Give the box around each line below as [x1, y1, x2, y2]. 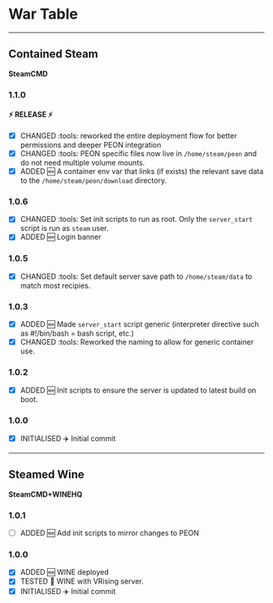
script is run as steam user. [19, 223, 109, 233]
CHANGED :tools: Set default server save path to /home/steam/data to [19, 271, 253, 281]
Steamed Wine [8, 468, 85, 482]
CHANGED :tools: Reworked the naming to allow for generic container [19, 337, 254, 347]
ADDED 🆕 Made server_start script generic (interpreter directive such [19, 319, 259, 329]
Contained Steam [8, 47, 99, 61]
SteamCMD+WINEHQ [8, 489, 83, 499]
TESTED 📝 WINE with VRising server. [19, 576, 144, 586]
